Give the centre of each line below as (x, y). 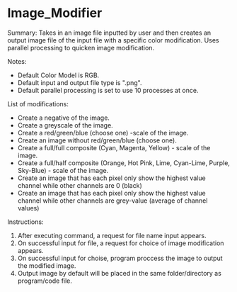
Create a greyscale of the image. (65, 125)
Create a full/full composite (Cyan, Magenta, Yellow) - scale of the (114, 147)
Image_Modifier (55, 13)
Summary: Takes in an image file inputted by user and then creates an (109, 33)
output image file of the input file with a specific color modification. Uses (113, 40)
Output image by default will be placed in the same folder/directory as (119, 273)
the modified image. (47, 265)
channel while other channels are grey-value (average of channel (112, 201)
